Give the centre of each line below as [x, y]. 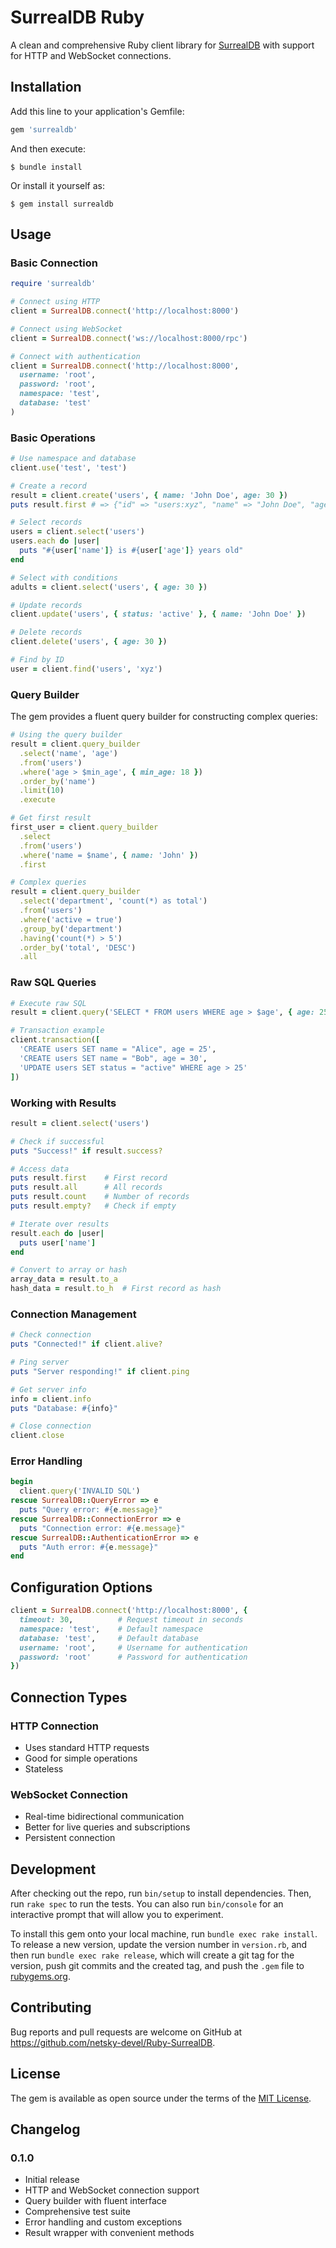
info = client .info [51, 1399]
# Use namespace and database [73, 459]
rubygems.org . [40, 1977]
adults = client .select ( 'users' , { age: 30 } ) [109, 587]
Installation [46, 87]
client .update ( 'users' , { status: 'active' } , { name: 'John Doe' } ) [158, 614]
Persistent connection [70, 1838]
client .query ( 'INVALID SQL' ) [80, 1491]
